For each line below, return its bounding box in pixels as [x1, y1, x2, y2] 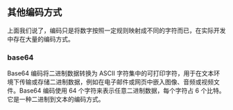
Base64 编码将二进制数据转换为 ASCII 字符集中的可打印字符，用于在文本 [7, 69, 214, 77]
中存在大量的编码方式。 [7, 35, 74, 43]
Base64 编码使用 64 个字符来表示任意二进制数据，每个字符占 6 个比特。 [19, 86, 225, 95]
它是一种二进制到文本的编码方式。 [7, 95, 105, 104]
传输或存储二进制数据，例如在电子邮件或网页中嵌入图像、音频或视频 [19, 78, 214, 86]
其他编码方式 [7, 6, 62, 19]
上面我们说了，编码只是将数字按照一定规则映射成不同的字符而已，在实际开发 [7, 26, 226, 35]
